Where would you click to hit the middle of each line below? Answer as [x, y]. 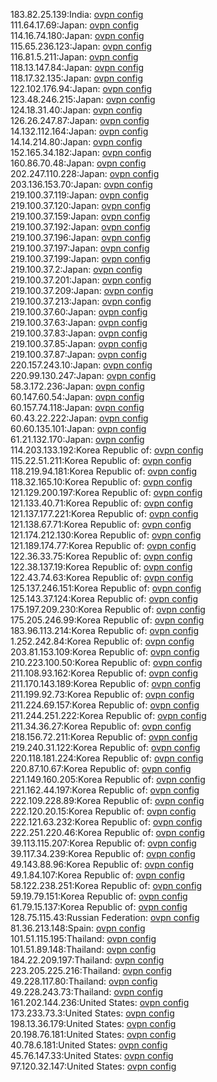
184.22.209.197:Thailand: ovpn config [87, 960]
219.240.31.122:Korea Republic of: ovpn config [105, 747]
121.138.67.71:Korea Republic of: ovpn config [101, 524]
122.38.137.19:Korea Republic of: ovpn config [101, 567]
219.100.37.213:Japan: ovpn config [81, 301]
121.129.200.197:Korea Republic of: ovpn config [106, 492]
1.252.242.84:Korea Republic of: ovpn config [102, 641]
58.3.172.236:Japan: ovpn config [77, 386]
